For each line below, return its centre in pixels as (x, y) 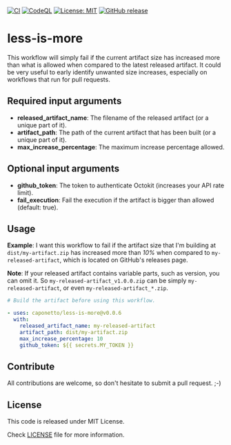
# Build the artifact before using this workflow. (81, 301)
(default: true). (38, 207)
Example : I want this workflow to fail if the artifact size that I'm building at (111, 245)
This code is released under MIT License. (66, 422)
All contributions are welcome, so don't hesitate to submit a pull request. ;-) (114, 383)
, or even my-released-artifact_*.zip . (114, 288)
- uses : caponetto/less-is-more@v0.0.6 (64, 313)
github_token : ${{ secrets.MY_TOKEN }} (77, 345)
